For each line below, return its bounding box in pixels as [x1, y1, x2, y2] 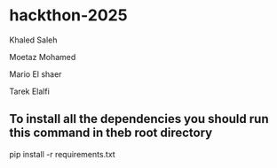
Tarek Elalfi [9, 86, 51, 96]
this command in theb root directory [9, 126, 213, 141]
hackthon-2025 [9, 5, 128, 26]
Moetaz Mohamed [9, 51, 76, 62]
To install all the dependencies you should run [9, 111, 269, 126]
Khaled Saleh [9, 34, 58, 45]
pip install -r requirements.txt [9, 149, 115, 159]
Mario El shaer [9, 68, 62, 80]
